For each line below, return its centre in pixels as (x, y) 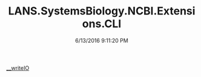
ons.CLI (102, 24)
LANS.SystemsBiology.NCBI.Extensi (102, 11)
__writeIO (18, 68)
